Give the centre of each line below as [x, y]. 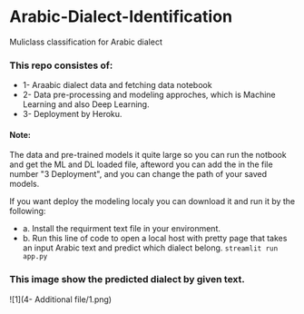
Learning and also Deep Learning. [86, 104]
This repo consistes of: [61, 65]
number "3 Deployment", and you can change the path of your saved [138, 174]
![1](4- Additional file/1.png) [60, 299]
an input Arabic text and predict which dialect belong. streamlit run [150, 248]
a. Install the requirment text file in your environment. [121, 229]
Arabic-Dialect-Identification [121, 17]
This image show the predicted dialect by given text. [127, 280]
